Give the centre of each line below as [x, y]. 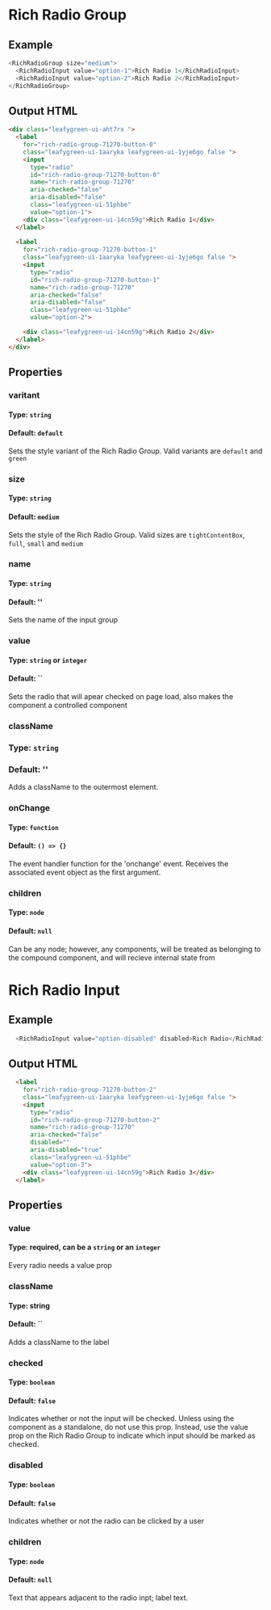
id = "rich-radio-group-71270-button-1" [95, 280]
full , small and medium [46, 543]
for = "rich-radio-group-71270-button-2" [90, 1090]
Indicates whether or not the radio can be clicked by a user [106, 1521]
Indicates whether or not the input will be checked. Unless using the [121, 1418]
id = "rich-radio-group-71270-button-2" [95, 1120]
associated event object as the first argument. [85, 872]
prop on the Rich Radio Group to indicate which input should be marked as [132, 1435]
